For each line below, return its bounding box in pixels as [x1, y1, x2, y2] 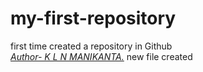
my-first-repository [10, 7, 177, 30]
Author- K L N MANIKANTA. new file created [10, 50, 193, 62]
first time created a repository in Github [10, 40, 173, 52]
